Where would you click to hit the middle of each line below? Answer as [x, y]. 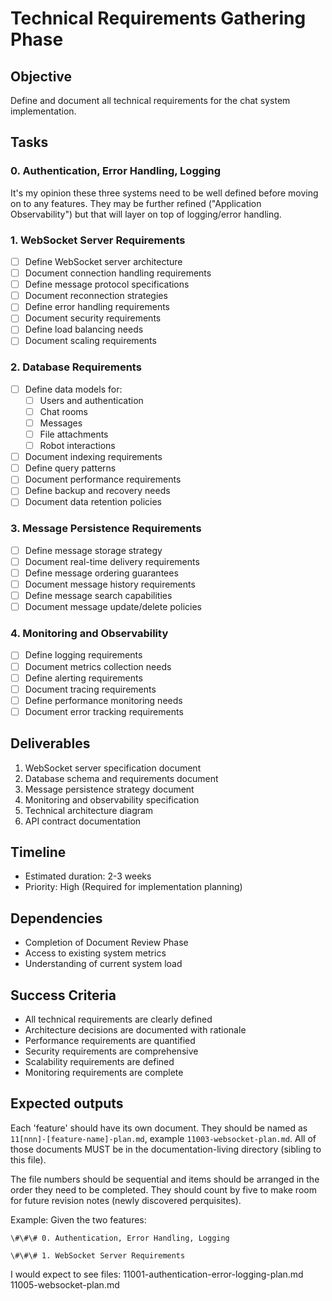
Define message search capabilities [98, 596]
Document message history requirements [110, 584]
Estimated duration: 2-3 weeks [88, 876]
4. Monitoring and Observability [89, 634]
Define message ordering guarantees [101, 573]
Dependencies [56, 918]
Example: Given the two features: [78, 1219]
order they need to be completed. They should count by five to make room [163, 1189]
